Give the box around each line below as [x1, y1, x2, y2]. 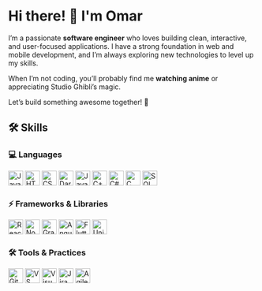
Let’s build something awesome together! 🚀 [8, 97, 149, 106]
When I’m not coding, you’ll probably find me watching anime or [8, 73, 219, 83]
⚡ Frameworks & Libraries [8, 198, 109, 209]
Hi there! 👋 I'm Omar [8, 7, 144, 25]
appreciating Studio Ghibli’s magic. [8, 82, 121, 91]
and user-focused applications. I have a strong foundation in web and [8, 41, 234, 50]
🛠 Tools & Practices [8, 247, 87, 258]
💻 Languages [8, 149, 62, 160]
